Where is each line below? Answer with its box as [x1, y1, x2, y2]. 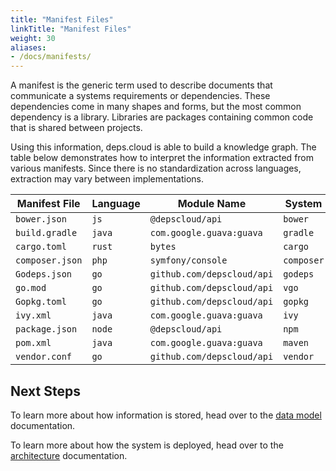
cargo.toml [15, 241, 67, 253]
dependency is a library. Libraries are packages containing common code [10, 111, 314, 123]
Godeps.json [15, 269, 73, 280]
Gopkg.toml [15, 296, 67, 308]
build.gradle [15, 227, 78, 239]
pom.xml [15, 337, 52, 349]
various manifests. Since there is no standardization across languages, [10, 162, 302, 175]
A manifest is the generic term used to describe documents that [10, 79, 273, 91]
